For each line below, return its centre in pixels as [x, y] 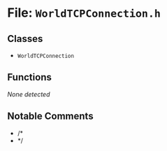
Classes [25, 39]
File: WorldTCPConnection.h [84, 13]
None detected [29, 94]
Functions [30, 77]
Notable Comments [50, 116]
